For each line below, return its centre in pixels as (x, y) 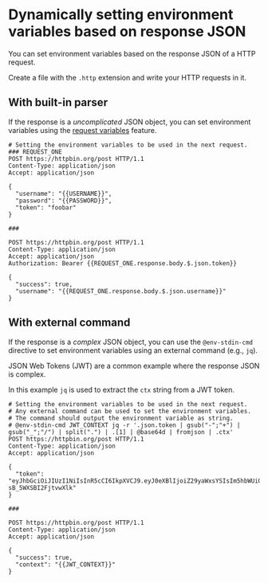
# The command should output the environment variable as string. (121, 418)
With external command (69, 323)
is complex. (27, 374)
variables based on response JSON (127, 31)
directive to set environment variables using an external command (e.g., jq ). (133, 350)
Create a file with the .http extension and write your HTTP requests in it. (128, 77)
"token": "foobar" (46, 207)
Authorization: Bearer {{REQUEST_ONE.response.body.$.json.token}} (123, 263)
